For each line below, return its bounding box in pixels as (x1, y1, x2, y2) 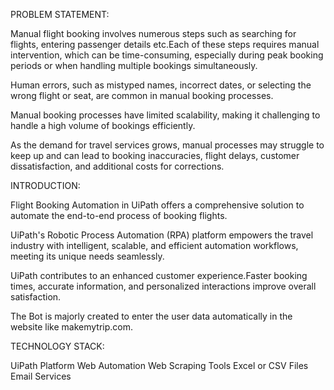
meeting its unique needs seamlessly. (10, 250, 165, 262)
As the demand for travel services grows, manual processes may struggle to (10, 139, 325, 151)
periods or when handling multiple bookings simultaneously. (10, 60, 258, 71)
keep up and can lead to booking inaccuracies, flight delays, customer (10, 150, 300, 161)
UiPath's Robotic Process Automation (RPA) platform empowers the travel (10, 229, 314, 241)
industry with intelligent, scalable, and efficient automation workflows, (10, 240, 299, 251)
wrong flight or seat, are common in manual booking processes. (10, 90, 274, 101)
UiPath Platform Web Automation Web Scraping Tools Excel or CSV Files (10, 360, 309, 371)
